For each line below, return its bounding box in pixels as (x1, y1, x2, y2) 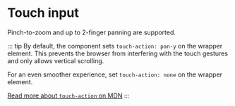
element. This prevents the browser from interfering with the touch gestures (7, 49, 228, 58)
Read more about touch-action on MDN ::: (7, 91, 130, 100)
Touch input (7, 5, 79, 21)
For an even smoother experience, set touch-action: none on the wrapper (7, 70, 223, 79)
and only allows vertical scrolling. (7, 56, 104, 65)
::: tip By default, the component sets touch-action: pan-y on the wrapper (7, 41, 223, 50)
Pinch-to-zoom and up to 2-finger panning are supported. (7, 28, 176, 37)
